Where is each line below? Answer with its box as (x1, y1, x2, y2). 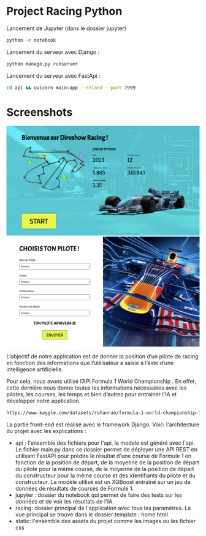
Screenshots (6, 105, 73, 119)
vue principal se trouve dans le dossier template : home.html (15, 511, 169, 518)
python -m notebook (6, 37, 56, 43)
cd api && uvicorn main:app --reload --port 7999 (6, 85, 136, 91)
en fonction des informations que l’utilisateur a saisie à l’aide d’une (6, 360, 174, 367)
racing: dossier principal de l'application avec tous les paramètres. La (15, 504, 191, 512)
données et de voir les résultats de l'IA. (15, 498, 115, 505)
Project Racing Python (6, 4, 123, 18)
